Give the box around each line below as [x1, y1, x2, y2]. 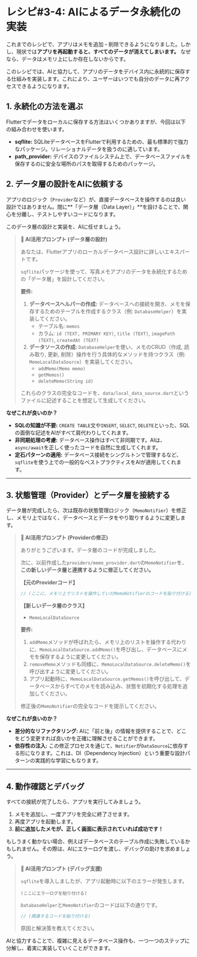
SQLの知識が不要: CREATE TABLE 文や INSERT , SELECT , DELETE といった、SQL [14, 421, 190, 428]
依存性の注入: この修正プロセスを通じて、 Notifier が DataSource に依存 [14, 742, 184, 749]
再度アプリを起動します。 [14, 818, 76, 825]
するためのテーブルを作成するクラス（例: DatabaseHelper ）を [34, 307, 182, 315]
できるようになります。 [16, 82, 73, 89]
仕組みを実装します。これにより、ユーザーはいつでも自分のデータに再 [11, 75, 180, 82]
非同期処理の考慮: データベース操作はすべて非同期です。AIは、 [14, 436, 166, 443]
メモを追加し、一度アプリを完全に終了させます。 [14, 810, 133, 818]
